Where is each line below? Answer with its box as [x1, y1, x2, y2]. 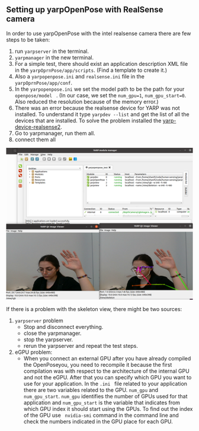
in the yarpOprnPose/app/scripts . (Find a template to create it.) [14, 66, 168, 74]
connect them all [14, 136, 56, 143]
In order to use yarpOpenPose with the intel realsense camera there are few [6, 30, 191, 37]
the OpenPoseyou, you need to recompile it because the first [23, 362, 172, 369]
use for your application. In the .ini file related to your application [23, 380, 188, 388]
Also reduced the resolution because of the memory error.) [14, 98, 159, 105]
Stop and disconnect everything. [23, 324, 104, 331]
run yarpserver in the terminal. [14, 47, 89, 55]
